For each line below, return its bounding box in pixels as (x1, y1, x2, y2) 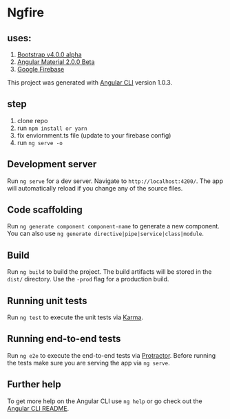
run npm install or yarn (17, 124, 87, 132)
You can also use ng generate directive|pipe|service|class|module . (7, 229, 205, 238)
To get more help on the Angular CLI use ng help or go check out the (7, 397, 202, 405)
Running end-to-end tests (7, 333, 121, 345)
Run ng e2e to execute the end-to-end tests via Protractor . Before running (7, 351, 216, 359)
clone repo (17, 116, 48, 125)
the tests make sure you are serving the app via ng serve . (7, 358, 170, 367)
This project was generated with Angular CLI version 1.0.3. (7, 78, 173, 87)
